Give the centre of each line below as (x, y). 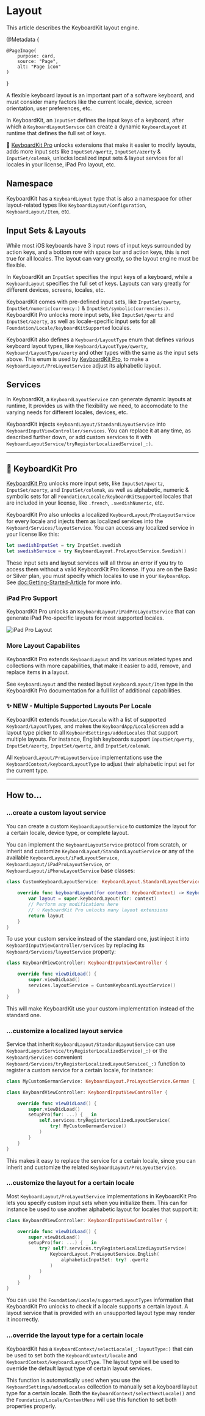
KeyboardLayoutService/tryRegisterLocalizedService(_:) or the (87, 1050)
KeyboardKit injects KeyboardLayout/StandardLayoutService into (86, 424)
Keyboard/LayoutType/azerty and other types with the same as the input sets (102, 352)
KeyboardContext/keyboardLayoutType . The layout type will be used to (93, 1362)
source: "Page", (38, 61)
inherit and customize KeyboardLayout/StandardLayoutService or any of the (100, 851)
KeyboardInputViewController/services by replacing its (76, 945)
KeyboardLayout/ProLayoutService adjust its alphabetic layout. (84, 365)
